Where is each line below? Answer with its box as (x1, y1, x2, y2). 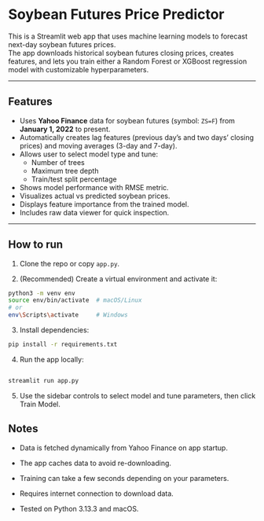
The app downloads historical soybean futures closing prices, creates (8, 48, 234, 57)
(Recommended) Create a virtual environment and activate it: (19, 273, 218, 284)
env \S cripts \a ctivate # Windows (8, 311, 128, 319)
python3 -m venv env (8, 289, 76, 297)
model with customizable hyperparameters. (8, 64, 149, 74)
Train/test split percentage (31, 174, 117, 184)
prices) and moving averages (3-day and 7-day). (19, 141, 178, 150)
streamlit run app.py (8, 376, 79, 384)
